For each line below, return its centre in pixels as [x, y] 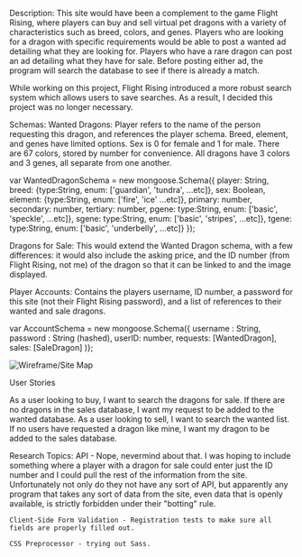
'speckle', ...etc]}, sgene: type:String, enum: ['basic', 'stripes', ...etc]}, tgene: [151, 219]
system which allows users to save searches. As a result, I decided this [141, 97]
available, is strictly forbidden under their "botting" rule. [113, 503]
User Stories [32, 383]
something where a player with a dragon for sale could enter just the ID [141, 465]
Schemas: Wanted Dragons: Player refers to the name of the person [135, 124]
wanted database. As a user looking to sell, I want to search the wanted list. [150, 419]
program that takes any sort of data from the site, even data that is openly [146, 494]
